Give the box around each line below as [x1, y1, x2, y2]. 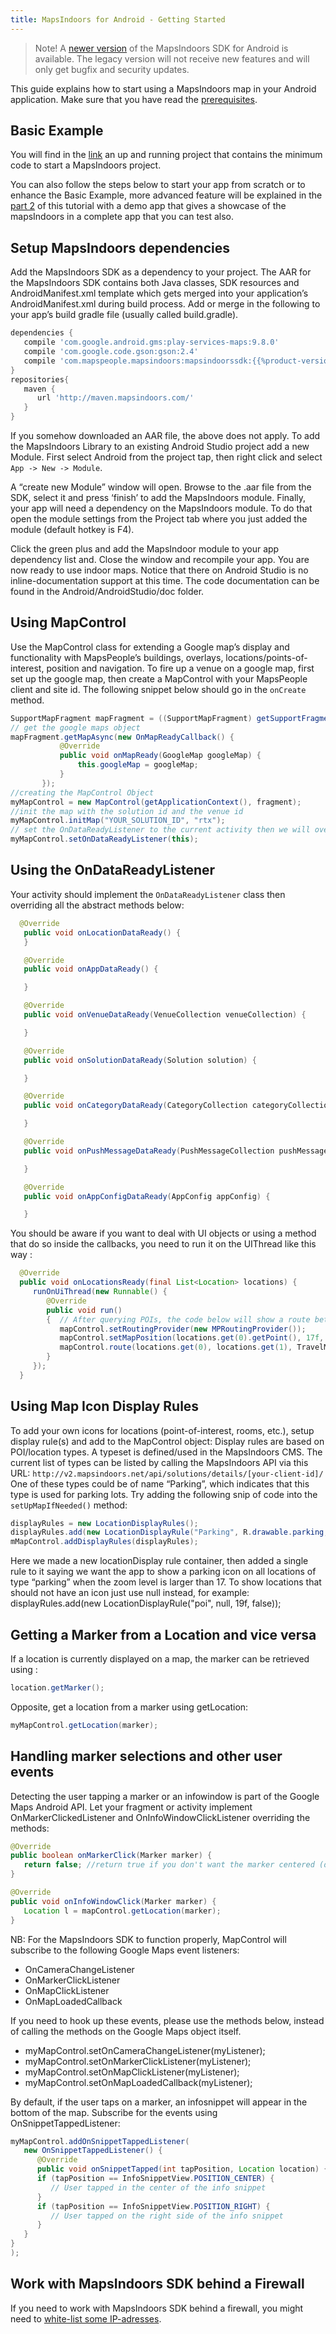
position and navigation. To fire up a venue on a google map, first [46, 662, 315, 674]
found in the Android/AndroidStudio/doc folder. [10, 586, 205, 597]
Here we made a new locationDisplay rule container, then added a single [10, 1555, 309, 1567]
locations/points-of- [225, 651, 308, 663]
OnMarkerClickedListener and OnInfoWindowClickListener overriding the [10, 1811, 311, 1823]
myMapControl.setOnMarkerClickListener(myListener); [24, 2055, 252, 2067]
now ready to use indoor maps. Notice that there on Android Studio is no [10, 564, 309, 576]
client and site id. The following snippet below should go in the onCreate [10, 683, 307, 695]
